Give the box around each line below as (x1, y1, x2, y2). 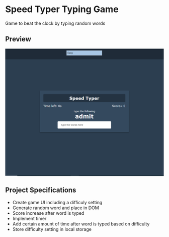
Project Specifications (5, 186, 76, 195)
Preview (5, 35, 32, 43)
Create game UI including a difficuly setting (12, 199, 103, 205)
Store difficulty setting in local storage (12, 226, 92, 232)
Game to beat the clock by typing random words (5, 20, 106, 26)
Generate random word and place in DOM (12, 205, 99, 211)
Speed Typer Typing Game (5, 4, 119, 15)
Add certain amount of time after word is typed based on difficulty (12, 221, 150, 227)
